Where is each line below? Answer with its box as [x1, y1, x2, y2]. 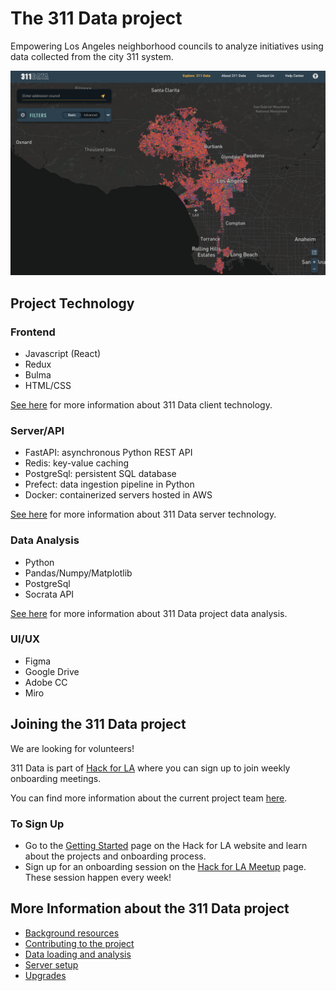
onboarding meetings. [10, 772, 102, 784]
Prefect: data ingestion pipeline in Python [24, 478, 195, 491]
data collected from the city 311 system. [10, 50, 174, 62]
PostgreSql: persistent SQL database [24, 468, 177, 480]
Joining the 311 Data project [10, 716, 187, 733]
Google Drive [24, 665, 80, 677]
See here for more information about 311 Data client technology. [10, 398, 273, 411]
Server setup [24, 958, 79, 971]
